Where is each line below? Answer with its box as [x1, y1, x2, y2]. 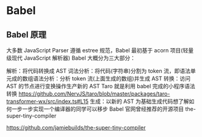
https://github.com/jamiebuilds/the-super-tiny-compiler [6, 124, 146, 131]
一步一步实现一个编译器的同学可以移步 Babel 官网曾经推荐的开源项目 [11, 105, 184, 113]
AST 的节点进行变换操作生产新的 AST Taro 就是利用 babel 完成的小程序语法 [6, 83, 195, 90]
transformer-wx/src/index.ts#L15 [6, 98, 88, 105]
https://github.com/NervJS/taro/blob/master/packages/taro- [18, 90, 170, 97]
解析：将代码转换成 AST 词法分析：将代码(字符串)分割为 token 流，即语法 [6, 68, 191, 74]
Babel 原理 [6, 29, 47, 40]
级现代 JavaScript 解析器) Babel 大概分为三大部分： [6, 54, 136, 61]
